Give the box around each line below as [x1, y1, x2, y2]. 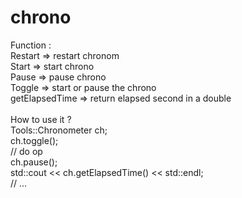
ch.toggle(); [10, 134, 59, 146]
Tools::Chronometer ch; [10, 124, 108, 136]
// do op [10, 145, 43, 157]
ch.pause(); [10, 156, 58, 168]
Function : [10, 39, 52, 51]
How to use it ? [10, 113, 72, 125]
